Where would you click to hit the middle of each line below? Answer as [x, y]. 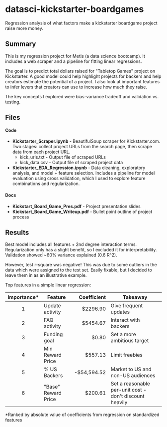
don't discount [127, 396]
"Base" [52, 387]
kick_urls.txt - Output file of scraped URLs [63, 157]
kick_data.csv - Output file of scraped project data [71, 163]
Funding [53, 334]
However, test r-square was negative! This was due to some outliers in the [81, 265]
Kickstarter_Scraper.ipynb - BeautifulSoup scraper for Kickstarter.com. [86, 141]
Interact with [125, 320]
